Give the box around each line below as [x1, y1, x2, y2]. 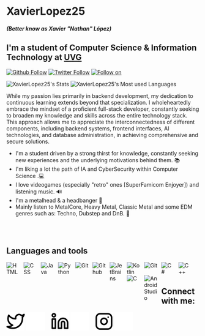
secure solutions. [6, 138, 50, 145]
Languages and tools [6, 245, 88, 256]
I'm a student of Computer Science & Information [6, 43, 197, 53]
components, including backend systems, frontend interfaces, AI [6, 124, 170, 132]
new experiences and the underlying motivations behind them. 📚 [15, 156, 181, 163]
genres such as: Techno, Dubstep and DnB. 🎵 [15, 209, 130, 217]
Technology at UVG [6, 52, 82, 62]
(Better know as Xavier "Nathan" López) [6, 24, 112, 32]
